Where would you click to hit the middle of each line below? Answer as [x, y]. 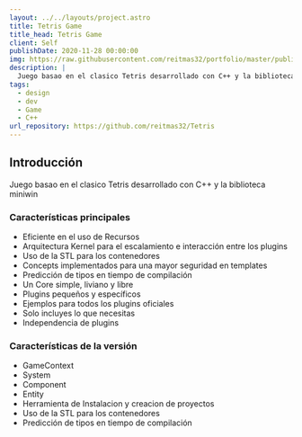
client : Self [34, 43]
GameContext [48, 366]
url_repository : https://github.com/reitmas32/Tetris [112, 127]
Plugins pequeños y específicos [81, 294]
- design [34, 93]
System [36, 375]
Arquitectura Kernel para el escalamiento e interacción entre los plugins [155, 246]
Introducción [46, 163]
